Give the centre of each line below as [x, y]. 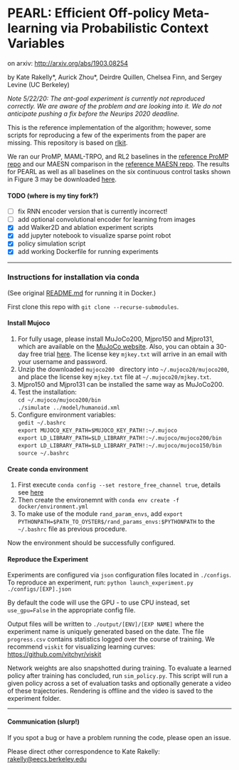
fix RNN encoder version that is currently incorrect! [92, 211]
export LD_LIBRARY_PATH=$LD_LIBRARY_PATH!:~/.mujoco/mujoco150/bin [119, 446]
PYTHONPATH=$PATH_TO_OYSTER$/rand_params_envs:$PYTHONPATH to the [116, 522]
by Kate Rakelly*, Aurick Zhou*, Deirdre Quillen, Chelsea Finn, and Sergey [115, 77]
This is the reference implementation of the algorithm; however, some [109, 127]
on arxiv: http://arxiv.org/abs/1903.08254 [68, 63]
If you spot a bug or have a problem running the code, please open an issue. [119, 737]
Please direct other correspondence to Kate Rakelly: [84, 751]
